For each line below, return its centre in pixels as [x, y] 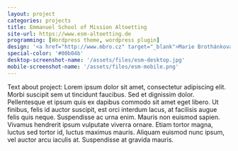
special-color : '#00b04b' [45, 54]
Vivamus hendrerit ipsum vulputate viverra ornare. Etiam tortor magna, [110, 124]
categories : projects [39, 21]
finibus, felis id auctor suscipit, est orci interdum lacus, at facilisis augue [112, 109]
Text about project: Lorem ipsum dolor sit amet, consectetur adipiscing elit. [117, 86]
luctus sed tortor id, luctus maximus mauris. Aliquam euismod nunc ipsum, [116, 132]
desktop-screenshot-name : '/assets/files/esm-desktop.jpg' [96, 60]
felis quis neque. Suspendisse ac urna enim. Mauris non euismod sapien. [114, 117]
